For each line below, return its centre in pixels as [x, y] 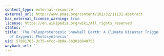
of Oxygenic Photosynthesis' [39, 37]
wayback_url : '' [21, 46]
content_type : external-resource [39, 9]
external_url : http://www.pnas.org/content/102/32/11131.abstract [74, 14]
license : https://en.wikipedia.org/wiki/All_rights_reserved [69, 23]
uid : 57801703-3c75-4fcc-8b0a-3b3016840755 [50, 41]
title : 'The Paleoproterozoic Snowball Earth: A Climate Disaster [74, 32]
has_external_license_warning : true [42, 19]
